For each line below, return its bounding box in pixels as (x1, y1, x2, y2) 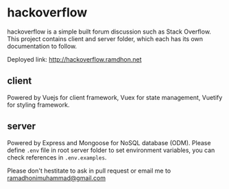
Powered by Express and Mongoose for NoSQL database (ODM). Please (7, 138, 211, 147)
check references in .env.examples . (7, 153, 107, 162)
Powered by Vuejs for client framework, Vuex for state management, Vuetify (7, 93, 223, 101)
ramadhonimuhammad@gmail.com (7, 173, 106, 182)
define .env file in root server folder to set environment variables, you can (7, 146, 215, 154)
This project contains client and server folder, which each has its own (7, 34, 204, 42)
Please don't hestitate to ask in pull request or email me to (7, 166, 171, 175)
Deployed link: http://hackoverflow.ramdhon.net (7, 55, 142, 63)
